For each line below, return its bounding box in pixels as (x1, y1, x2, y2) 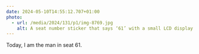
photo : (6, 14, 23, 20)
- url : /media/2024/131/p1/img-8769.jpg (11, 20, 113, 26)
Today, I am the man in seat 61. (6, 42, 82, 49)
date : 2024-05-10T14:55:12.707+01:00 (6, 8, 100, 15)
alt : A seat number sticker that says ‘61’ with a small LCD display (17, 25, 194, 31)
